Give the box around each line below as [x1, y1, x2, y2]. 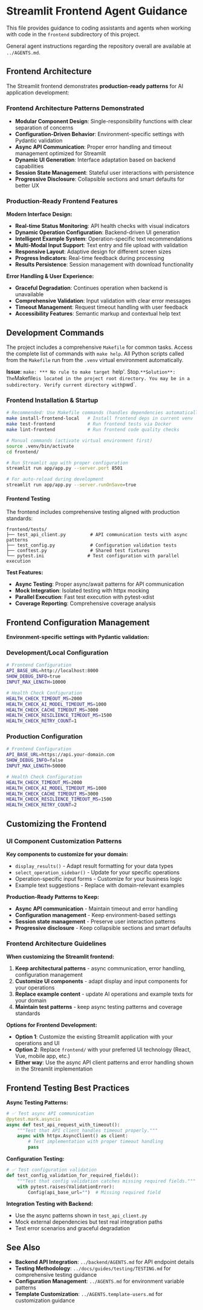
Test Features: [6, 569, 43, 576]
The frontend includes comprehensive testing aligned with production [6, 508, 180, 516]
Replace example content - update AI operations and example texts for [14, 990, 193, 998]
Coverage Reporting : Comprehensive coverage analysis [14, 600, 156, 607]
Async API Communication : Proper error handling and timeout [14, 143, 172, 151]
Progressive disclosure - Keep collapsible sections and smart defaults [14, 924, 192, 932]
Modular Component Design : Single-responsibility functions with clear [14, 118, 193, 125]
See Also [6, 1242, 40, 1253]
